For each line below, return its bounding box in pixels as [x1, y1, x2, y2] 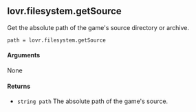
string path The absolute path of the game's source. [17, 97, 168, 105]
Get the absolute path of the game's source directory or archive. [7, 23, 189, 31]
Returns [7, 82, 31, 90]
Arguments [7, 51, 41, 59]
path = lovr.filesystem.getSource [7, 37, 107, 44]
